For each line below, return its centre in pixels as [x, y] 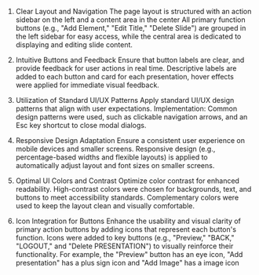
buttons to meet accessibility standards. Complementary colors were [127, 197]
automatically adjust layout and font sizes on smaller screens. [115, 165]
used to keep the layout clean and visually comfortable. [105, 206]
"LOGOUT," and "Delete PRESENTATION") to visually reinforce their [124, 246]
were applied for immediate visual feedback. [87, 85]
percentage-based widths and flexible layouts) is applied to [111, 157]
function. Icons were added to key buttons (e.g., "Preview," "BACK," [125, 238]
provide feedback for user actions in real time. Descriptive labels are [126, 68]
